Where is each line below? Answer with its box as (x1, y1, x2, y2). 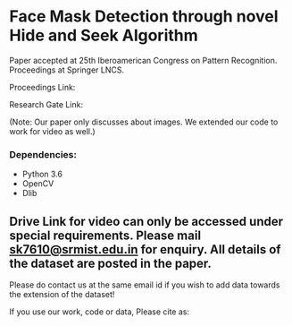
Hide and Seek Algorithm (9, 25, 198, 46)
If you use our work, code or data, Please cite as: (9, 306, 190, 317)
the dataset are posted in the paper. (9, 255, 213, 270)
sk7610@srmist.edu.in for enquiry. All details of (9, 242, 281, 257)
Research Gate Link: (9, 99, 83, 109)
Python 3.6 (21, 168, 63, 180)
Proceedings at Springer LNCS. (9, 64, 125, 75)
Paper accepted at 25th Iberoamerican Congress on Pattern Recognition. (9, 55, 278, 65)
